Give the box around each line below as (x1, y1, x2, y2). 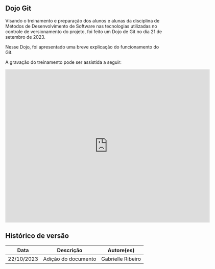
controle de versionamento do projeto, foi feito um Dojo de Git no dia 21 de (5, 28, 162, 35)
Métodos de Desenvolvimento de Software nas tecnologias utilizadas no (5, 23, 157, 29)
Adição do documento (43, 255, 97, 262)
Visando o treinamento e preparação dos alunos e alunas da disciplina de (5, 17, 160, 23)
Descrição (57, 247, 83, 254)
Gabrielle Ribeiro (101, 255, 141, 262)
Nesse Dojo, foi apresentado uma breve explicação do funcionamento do (5, 43, 159, 50)
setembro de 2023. (5, 34, 46, 40)
